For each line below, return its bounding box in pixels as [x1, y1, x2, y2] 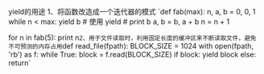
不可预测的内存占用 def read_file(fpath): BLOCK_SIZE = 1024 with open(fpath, [8, 41, 254, 50]
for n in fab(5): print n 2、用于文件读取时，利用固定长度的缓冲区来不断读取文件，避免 [8, 33, 257, 42]
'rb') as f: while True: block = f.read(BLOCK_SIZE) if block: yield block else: [8, 50, 257, 59]
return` [8, 58, 31, 68]
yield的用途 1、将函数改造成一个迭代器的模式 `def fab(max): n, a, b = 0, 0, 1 [8, 7, 256, 16]
